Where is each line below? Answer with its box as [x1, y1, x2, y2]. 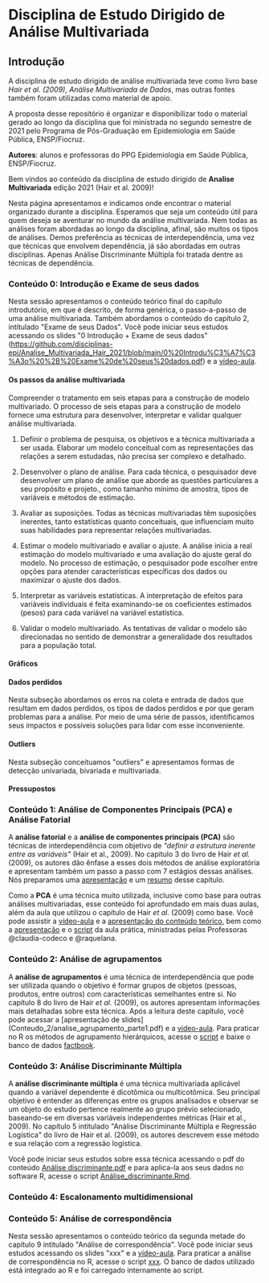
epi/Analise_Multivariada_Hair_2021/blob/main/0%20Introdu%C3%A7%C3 [8, 348, 256, 357]
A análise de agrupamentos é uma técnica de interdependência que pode [8, 972, 255, 981]
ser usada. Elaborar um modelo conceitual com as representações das [19, 443, 255, 452]
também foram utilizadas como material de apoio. [8, 93, 173, 102]
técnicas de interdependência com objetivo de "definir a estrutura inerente [8, 841, 255, 851]
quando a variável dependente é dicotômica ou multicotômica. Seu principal [8, 1087, 260, 1096]
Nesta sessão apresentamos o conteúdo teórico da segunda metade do [8, 1231, 246, 1241]
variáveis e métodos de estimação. [19, 493, 136, 502]
